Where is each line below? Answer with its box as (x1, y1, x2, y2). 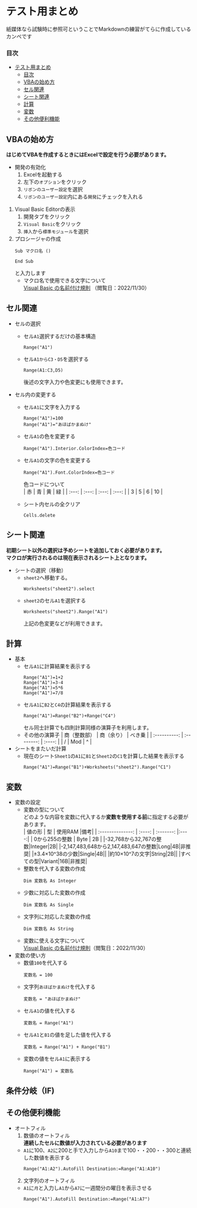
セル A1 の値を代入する (23, 1007, 75, 1014)
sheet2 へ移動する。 (23, 574, 71, 581)
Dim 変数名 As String (23, 926, 74, 932)
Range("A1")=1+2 (23, 675, 64, 680)
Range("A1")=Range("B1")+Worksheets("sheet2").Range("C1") (23, 764, 172, 770)
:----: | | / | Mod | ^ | (44, 738, 92, 745)
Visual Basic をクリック (23, 220, 81, 227)
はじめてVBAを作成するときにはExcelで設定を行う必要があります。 (6, 151, 169, 158)
